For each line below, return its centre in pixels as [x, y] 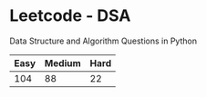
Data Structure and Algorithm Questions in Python [103, 41]
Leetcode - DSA [70, 16]
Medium [63, 63]
